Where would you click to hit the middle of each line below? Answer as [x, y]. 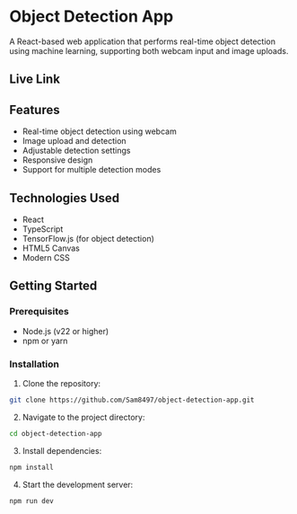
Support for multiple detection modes [92, 170]
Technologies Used [64, 198]
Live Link [35, 80]
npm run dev [31, 501]
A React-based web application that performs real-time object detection [143, 41]
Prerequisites [39, 312]
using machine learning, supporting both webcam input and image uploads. [149, 50]
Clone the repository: [61, 383]
